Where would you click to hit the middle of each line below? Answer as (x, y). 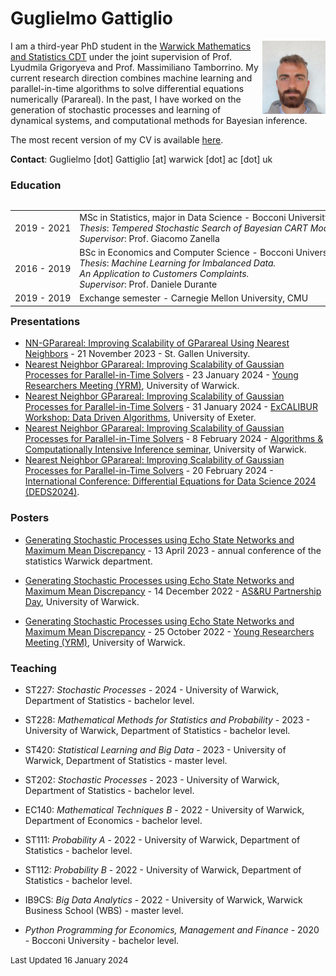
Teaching (33, 668)
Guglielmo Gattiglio (92, 18)
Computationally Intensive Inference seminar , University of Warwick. (165, 449)
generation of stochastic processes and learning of (116, 109)
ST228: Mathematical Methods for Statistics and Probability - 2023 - (167, 719)
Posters (30, 518)
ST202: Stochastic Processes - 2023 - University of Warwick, (152, 779)
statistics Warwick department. (88, 561)
